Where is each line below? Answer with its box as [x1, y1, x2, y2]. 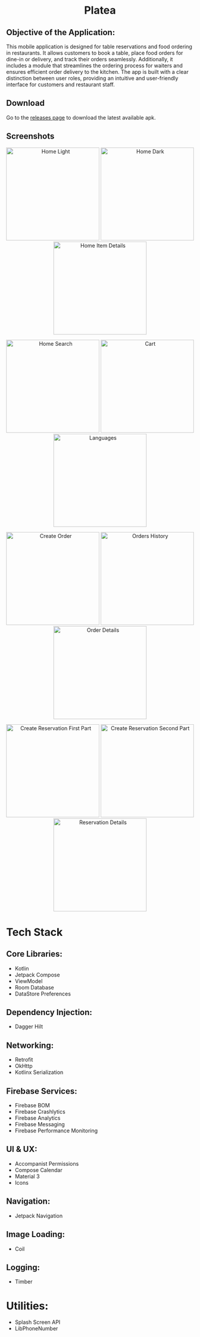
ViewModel [14, 977, 43, 985]
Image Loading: [6, 1229, 65, 1239]
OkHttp [14, 1063, 33, 1070]
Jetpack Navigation [14, 1212, 63, 1219]
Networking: [6, 1040, 54, 1050]
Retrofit [14, 1056, 33, 1063]
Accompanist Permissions [14, 1160, 79, 1167]
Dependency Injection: [6, 1007, 92, 1017]
